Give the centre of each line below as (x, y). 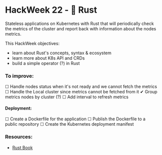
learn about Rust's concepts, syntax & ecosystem (62, 53)
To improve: (19, 76)
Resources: (19, 137)
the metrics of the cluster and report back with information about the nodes (81, 28)
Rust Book (22, 147)
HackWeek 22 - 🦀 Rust (51, 10)
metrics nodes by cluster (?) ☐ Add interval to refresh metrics (67, 97)
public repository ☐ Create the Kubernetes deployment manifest (70, 124)
